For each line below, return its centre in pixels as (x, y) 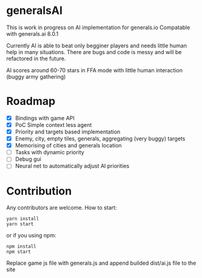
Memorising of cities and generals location (69, 146)
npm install (21, 246)
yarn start (20, 224)
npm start (19, 252)
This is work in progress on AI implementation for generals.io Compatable (98, 27)
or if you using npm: (31, 236)
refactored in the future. (36, 58)
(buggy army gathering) (36, 76)
